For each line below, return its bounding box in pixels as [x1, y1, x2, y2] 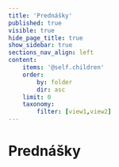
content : [8, 56, 37, 64]
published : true [8, 19, 62, 27]
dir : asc [36, 85, 66, 94]
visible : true [8, 26, 56, 34]
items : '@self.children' [22, 64, 105, 72]
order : [22, 71, 44, 79]
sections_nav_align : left [8, 49, 94, 56]
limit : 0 [22, 93, 52, 101]
